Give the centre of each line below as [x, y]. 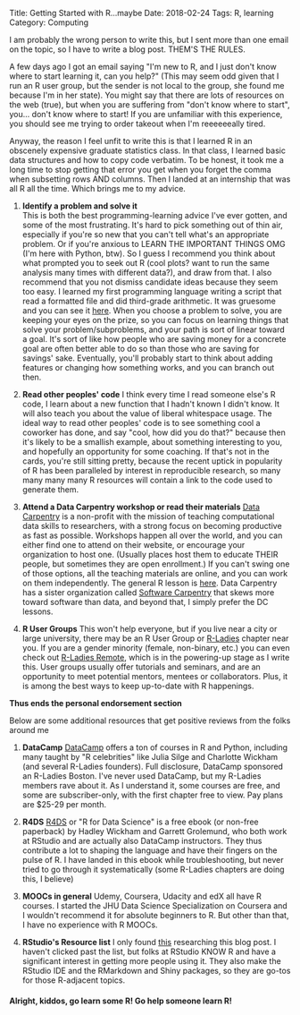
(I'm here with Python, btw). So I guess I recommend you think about [149, 253]
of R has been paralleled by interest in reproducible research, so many [151, 470]
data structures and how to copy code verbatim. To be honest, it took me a [146, 160]
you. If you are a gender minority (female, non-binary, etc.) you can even [156, 648]
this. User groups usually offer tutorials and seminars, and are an [141, 667]
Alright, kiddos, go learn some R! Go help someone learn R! [121, 1001]
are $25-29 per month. [64, 804]
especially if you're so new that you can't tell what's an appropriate [146, 235]
